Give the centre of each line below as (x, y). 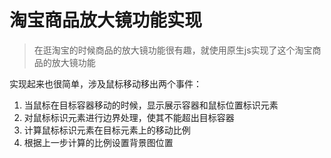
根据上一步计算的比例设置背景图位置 (98, 142)
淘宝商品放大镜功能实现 (106, 20)
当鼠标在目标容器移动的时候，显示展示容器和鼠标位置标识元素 (151, 105)
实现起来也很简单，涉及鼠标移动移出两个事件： (105, 83)
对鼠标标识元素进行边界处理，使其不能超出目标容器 (129, 117)
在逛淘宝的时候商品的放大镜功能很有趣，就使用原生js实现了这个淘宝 (173, 50)
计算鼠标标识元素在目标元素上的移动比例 (107, 130)
